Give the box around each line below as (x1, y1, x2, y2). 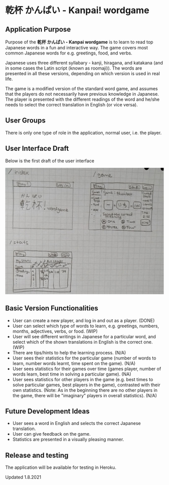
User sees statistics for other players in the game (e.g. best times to (12, 376, 153, 382)
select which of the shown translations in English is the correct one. (12, 339, 153, 345)
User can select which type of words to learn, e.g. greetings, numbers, (12, 323, 159, 329)
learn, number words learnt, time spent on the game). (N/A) (12, 360, 136, 366)
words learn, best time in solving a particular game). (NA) (12, 371, 132, 377)
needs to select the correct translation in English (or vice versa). (5, 102, 138, 107)
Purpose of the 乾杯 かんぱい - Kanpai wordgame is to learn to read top (5, 39, 153, 45)
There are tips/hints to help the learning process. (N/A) (12, 349, 126, 355)
